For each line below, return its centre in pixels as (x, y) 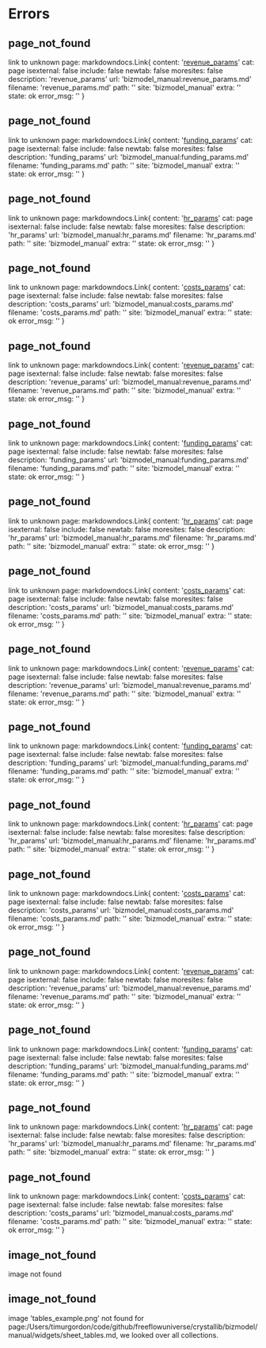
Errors (29, 14)
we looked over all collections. (169, 1334)
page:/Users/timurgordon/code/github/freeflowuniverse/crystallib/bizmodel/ (133, 1327)
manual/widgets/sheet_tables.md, (63, 1334)
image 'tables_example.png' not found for (76, 1318)
